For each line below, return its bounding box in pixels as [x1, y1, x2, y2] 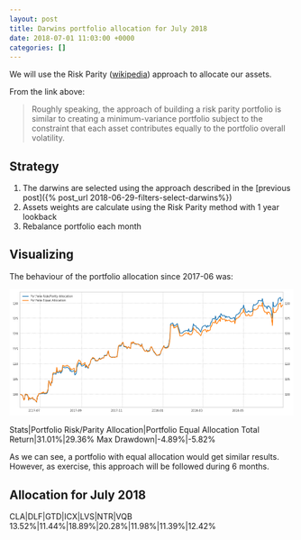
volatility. [31, 133, 65, 143]
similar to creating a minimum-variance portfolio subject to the [31, 114, 263, 124]
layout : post [9, 14, 59, 23]
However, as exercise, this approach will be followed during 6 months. [9, 461, 269, 472]
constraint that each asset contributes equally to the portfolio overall [31, 123, 286, 134]
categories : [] [9, 43, 67, 52]
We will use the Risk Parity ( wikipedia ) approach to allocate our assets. [9, 69, 272, 80]
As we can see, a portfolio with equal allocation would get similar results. [9, 452, 279, 462]
